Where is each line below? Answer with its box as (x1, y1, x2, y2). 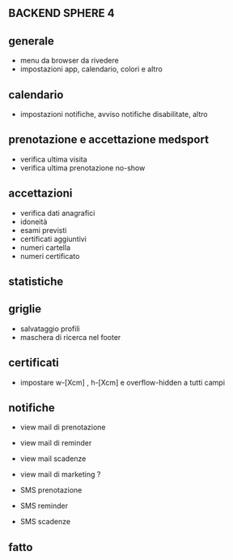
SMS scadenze (19, 517, 71, 527)
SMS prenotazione (19, 485, 83, 495)
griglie (8, 302, 42, 316)
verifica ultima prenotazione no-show (19, 162, 146, 173)
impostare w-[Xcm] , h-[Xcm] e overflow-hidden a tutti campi (19, 377, 225, 387)
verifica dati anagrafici (19, 208, 95, 218)
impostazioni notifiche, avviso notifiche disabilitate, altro (19, 110, 208, 119)
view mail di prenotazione (19, 422, 107, 433)
